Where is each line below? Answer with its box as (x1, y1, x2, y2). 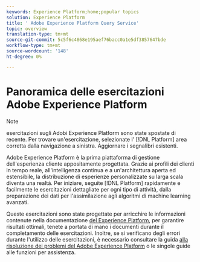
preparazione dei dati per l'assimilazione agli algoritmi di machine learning (6, 192, 192, 199)
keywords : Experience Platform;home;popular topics (6, 8, 139, 15)
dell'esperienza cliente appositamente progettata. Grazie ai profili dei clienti (6, 160, 195, 167)
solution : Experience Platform (6, 14, 85, 20)
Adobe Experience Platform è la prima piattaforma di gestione (6, 154, 160, 161)
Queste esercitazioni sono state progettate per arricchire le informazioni (6, 210, 186, 217)
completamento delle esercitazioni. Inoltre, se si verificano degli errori (6, 229, 180, 237)
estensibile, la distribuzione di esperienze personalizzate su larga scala (6, 173, 183, 180)
